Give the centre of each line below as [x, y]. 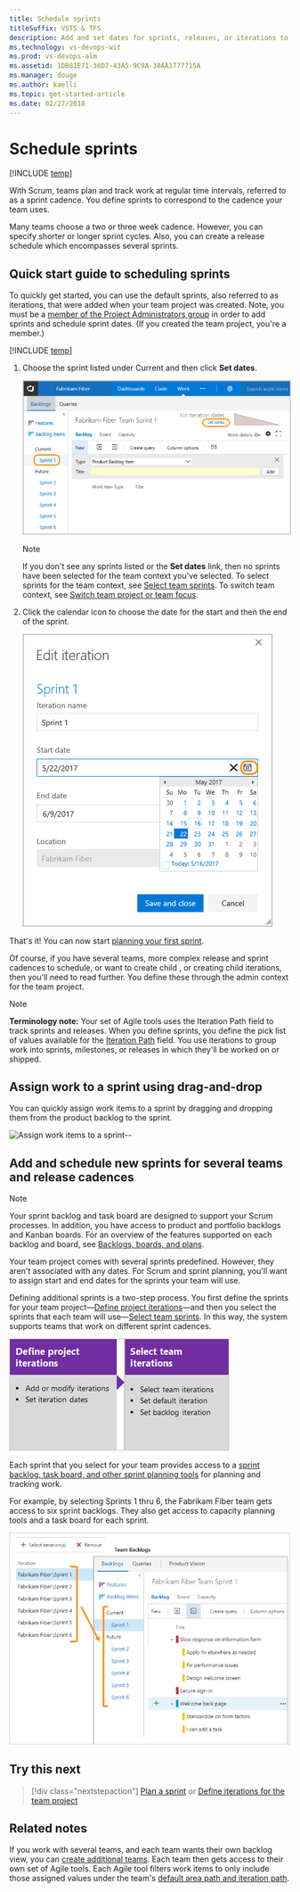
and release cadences [72, 1177]
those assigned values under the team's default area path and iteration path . [150, 1879]
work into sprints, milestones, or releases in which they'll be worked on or [144, 1049]
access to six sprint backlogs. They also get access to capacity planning [142, 1511]
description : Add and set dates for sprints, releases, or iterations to [149, 37]
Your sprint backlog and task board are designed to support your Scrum [141, 1216]
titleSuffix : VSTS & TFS [55, 28]
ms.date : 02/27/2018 [48, 103]
